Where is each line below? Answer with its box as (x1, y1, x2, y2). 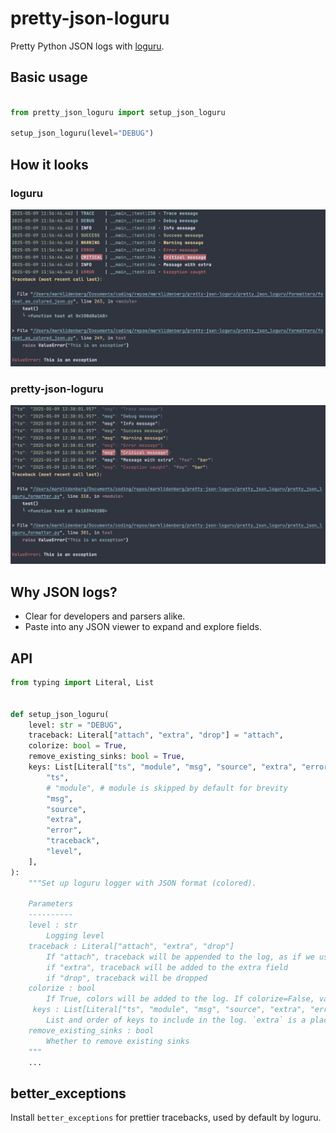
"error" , (46, 825, 83, 836)
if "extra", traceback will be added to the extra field (46, 962, 288, 972)
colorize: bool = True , (28, 741, 128, 751)
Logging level (46, 931, 105, 941)
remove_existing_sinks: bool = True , (28, 752, 186, 762)
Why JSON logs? (10, 583, 118, 601)
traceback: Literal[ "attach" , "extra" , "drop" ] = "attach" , (28, 730, 284, 741)
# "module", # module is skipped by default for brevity (46, 783, 288, 793)
